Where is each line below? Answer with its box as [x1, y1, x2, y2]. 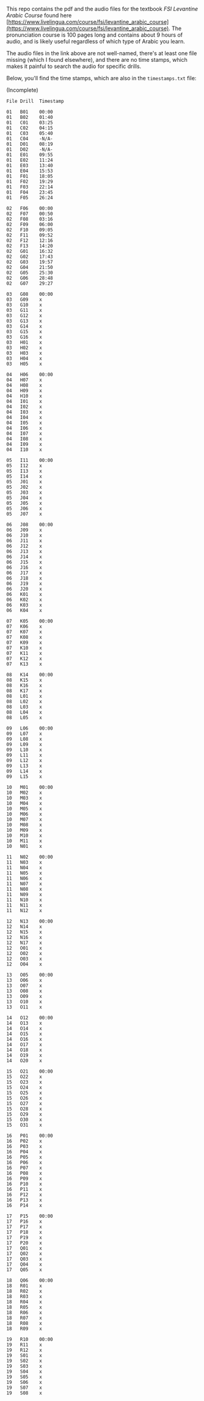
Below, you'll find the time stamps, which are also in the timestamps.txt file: [6, 75, 197, 81]
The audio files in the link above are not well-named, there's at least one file [6, 50, 197, 57]
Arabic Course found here [6, 12, 72, 19]
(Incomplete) [6, 86, 38, 94]
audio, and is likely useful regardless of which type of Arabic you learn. [6, 38, 185, 45]
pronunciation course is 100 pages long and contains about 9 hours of [6, 31, 183, 39]
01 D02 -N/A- [6, 146, 53, 153]
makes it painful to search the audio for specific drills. [6, 62, 142, 70]
